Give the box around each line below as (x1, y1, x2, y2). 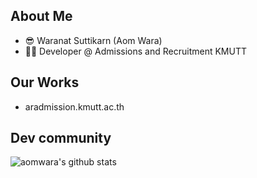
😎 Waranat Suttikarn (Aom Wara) (24, 34, 163, 46)
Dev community (10, 130, 112, 147)
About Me (10, 8, 73, 25)
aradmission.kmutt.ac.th (24, 100, 125, 113)
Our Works (10, 74, 80, 91)
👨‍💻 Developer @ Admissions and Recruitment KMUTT (24, 45, 247, 57)
